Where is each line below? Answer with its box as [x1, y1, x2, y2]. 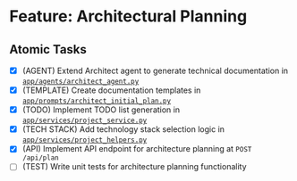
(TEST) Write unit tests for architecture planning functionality [21, 161, 248, 172]
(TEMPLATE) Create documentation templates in [21, 85, 201, 95]
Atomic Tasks [9, 42, 88, 57]
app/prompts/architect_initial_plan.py [21, 96, 172, 106]
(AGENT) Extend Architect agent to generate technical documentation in [21, 65, 289, 76]
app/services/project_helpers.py [21, 136, 148, 144]
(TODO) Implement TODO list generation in [21, 104, 181, 115]
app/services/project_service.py [21, 116, 148, 126]
